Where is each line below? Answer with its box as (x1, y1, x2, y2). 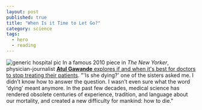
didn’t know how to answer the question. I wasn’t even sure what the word (6, 78, 191, 85)
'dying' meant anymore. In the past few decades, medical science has (6, 84, 180, 91)
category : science (6, 25, 52, 32)
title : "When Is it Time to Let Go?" (6, 20, 101, 26)
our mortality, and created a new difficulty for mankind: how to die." (6, 97, 174, 104)
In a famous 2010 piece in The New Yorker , (62, 58, 170, 66)
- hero (11, 37, 28, 43)
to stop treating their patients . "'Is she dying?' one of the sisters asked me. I (6, 72, 194, 79)
